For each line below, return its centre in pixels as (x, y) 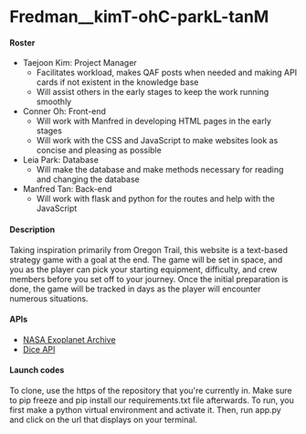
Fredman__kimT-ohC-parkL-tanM (139, 17)
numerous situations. (49, 298)
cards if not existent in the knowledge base (117, 82)
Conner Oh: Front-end (64, 111)
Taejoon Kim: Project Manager (79, 63)
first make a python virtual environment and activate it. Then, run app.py (145, 410)
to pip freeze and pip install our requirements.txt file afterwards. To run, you (152, 400)
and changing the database (88, 179)
